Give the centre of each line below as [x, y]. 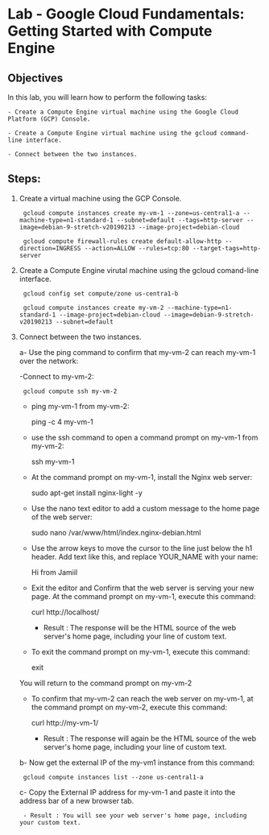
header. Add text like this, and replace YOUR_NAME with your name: [145, 556]
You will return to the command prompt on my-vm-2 [106, 683]
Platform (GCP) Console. [49, 119]
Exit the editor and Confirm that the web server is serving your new [143, 588]
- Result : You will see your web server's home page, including [135, 815]
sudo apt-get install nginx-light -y [87, 493]
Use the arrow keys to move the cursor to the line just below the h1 [142, 548]
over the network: [48, 361]
